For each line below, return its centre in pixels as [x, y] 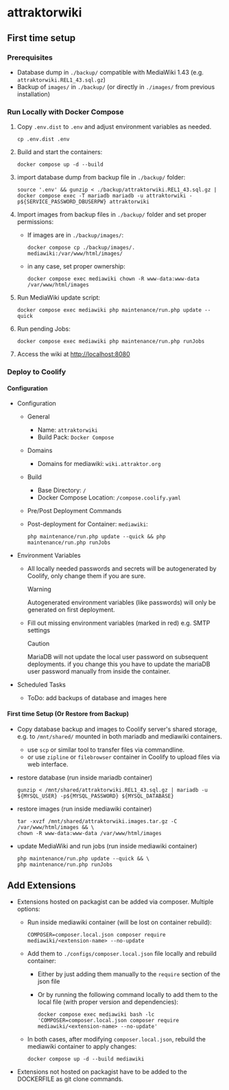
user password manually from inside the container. [99, 671]
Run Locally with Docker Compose [65, 112]
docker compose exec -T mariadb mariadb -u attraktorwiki [101, 196]
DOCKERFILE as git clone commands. [70, 1079]
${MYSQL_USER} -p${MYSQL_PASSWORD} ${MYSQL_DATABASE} [95, 796]
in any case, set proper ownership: [76, 267]
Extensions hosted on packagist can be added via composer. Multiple [115, 902]
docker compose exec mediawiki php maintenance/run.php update [109, 310]
